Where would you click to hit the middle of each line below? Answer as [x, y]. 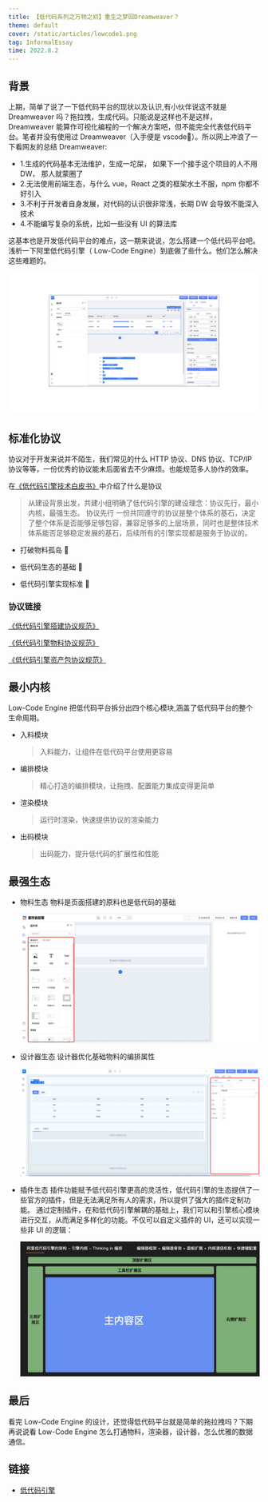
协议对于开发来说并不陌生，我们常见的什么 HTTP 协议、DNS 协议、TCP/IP [130, 459]
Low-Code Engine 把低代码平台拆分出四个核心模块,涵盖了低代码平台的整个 [131, 708]
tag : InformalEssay [41, 42]
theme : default [33, 25]
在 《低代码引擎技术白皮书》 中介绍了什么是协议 [85, 486]
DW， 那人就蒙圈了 [51, 173]
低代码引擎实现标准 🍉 [55, 584]
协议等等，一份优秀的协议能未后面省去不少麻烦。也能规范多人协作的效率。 [130, 469]
